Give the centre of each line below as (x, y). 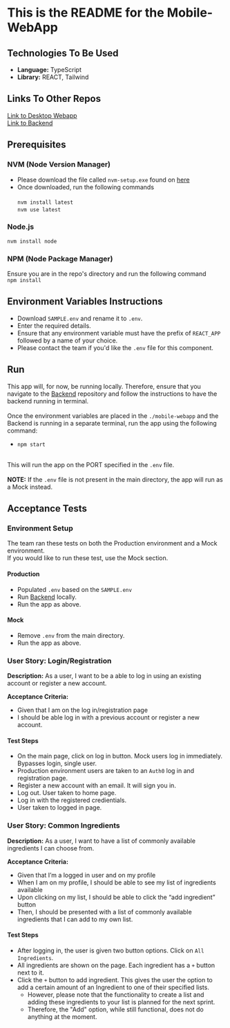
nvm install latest (45, 202)
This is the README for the (86, 13)
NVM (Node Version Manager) (59, 164)
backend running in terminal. (48, 401)
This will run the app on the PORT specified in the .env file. (91, 464)
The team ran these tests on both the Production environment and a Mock (112, 543)
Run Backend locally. (47, 597)
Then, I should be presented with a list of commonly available (104, 912)
